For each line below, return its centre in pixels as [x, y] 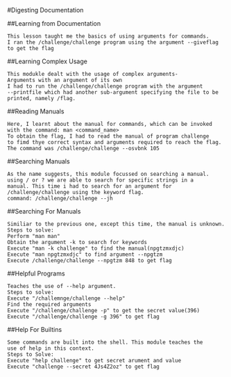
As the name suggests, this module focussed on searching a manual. [108, 174]
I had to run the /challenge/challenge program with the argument [105, 86]
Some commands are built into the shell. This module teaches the [105, 342]
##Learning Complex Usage [48, 61]
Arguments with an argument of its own [65, 80]
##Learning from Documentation [54, 23]
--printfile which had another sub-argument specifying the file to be [113, 93]
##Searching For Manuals [44, 211]
